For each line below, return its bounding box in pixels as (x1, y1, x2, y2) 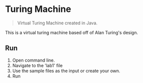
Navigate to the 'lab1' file (12, 62, 63, 68)
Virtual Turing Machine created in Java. (17, 20, 98, 26)
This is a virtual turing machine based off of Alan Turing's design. (5, 29, 139, 35)
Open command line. (12, 57, 55, 63)
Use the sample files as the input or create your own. (12, 68, 120, 74)
